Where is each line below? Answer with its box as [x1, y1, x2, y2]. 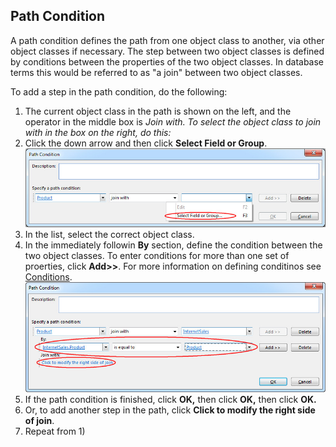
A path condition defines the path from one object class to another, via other [10, 34, 325, 46]
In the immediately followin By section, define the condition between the [24, 239, 323, 251]
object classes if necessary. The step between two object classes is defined [10, 45, 325, 57]
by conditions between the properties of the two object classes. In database [10, 55, 325, 68]
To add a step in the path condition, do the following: [10, 85, 228, 98]
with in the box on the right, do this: [24, 126, 172, 138]
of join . [24, 414, 55, 426]
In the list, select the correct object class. [24, 228, 195, 240]
